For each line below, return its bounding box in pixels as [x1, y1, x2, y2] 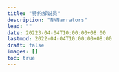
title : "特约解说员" [7, 10, 61, 17]
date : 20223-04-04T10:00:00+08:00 [7, 29, 107, 36]
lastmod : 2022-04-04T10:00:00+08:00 [7, 36, 112, 43]
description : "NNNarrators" [7, 16, 88, 23]
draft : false [7, 42, 45, 49]
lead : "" [7, 23, 32, 29]
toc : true [7, 55, 36, 62]
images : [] [7, 49, 39, 56]
